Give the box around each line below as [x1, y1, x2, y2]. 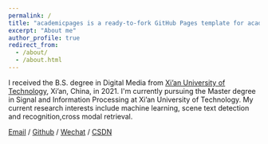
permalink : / [8, 11, 52, 20]
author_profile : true [8, 33, 81, 42]
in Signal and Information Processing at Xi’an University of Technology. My [8, 95, 254, 104]
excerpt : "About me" [8, 26, 77, 34]
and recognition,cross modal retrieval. [8, 111, 133, 121]
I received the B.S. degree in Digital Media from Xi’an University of [8, 77, 226, 88]
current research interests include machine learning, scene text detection [8, 103, 250, 112]
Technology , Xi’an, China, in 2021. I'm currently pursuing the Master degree [8, 86, 257, 95]
